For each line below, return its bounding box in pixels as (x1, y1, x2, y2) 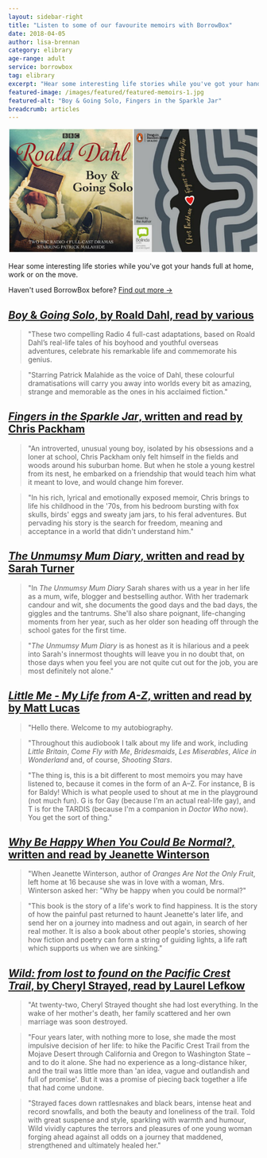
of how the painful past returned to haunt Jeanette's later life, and (27, 910, 244, 920)
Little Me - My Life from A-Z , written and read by (8, 689, 252, 703)
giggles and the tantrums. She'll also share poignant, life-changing (27, 608, 246, 618)
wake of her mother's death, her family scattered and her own (27, 1009, 231, 1018)
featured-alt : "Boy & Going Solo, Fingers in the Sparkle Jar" (8, 96, 222, 105)
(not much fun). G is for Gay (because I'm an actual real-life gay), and (27, 796, 256, 805)
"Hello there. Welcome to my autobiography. (27, 722, 173, 732)
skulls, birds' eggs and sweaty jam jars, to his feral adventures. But (27, 509, 247, 519)
